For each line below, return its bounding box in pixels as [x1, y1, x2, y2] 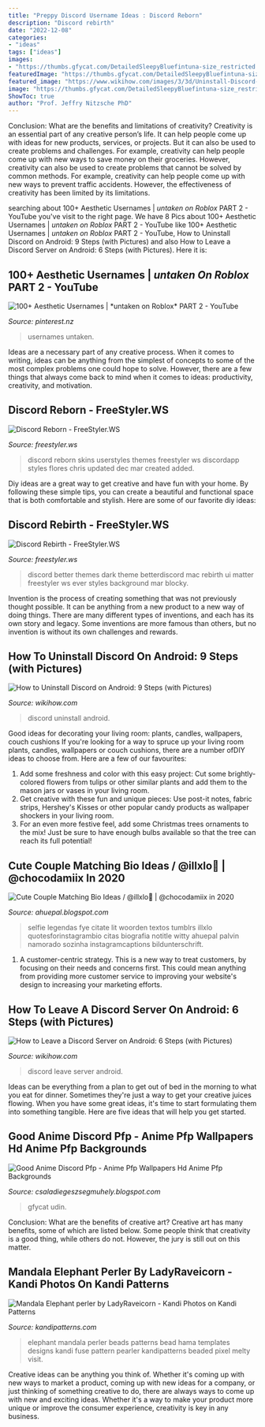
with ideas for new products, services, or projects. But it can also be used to [8, 138, 256, 147]
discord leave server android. [27, 1067, 124, 1076]
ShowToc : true [8, 92, 55, 100]
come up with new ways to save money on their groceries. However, [8, 155, 230, 164]
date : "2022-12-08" [8, 26, 73, 34]
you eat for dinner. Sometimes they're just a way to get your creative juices [8, 1090, 252, 1100]
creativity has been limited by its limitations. [8, 188, 151, 198]
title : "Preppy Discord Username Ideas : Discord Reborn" [8, 11, 203, 20]
